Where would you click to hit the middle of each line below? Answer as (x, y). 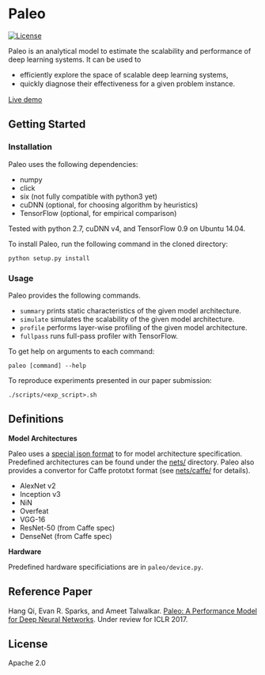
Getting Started (47, 125)
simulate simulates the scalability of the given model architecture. (127, 319)
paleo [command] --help (47, 366)
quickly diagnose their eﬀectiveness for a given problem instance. (127, 83)
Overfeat (34, 510)
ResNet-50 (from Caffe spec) (67, 528)
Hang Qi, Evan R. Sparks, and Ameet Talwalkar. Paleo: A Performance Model (132, 611)
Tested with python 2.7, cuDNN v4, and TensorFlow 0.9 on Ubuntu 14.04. (127, 228)
